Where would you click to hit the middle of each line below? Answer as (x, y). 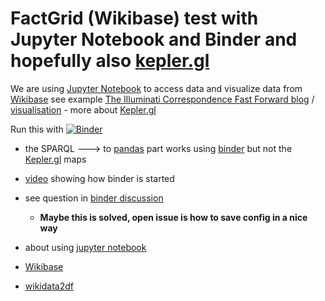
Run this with (37, 129)
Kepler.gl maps (55, 159)
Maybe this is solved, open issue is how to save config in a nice (173, 217)
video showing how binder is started (99, 178)
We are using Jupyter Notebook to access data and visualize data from (156, 88)
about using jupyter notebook (85, 247)
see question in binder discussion (94, 198)
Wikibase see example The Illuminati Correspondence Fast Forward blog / (162, 99)
